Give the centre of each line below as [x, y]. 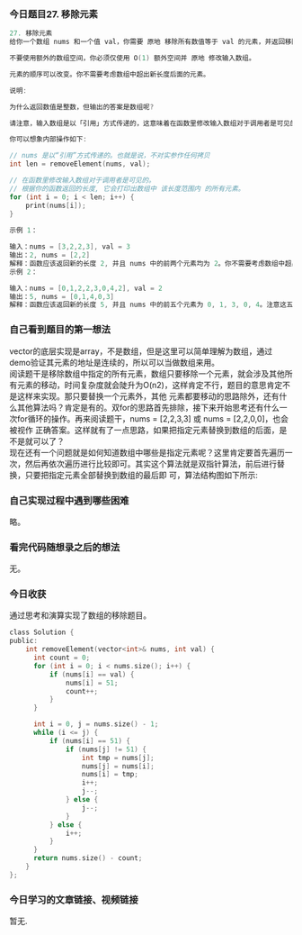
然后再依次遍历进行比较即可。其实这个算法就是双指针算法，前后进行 [151, 463]
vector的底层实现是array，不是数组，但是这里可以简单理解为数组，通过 [141, 351]
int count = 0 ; [62, 658]
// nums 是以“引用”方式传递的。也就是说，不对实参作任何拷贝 [110, 156]
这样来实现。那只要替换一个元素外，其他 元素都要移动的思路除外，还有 [148, 396]
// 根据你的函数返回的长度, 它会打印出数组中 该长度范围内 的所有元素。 [127, 188]
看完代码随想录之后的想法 [65, 547]
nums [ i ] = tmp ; [110, 775]
